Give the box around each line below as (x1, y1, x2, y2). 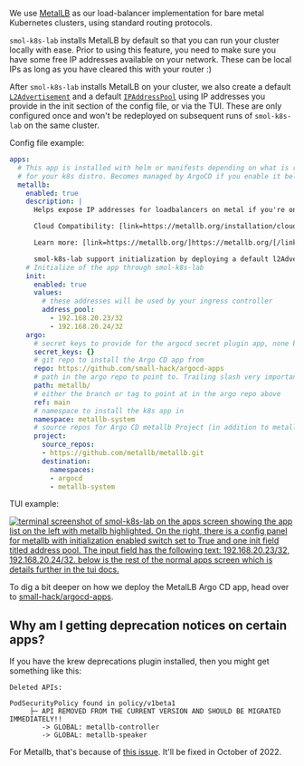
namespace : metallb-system (33, 414, 136, 424)
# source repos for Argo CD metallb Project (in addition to (33, 423, 270, 432)
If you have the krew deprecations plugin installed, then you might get (9, 656, 270, 667)
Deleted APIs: (9, 684, 63, 693)
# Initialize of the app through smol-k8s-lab (25, 263, 204, 272)
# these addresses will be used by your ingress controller (42, 296, 273, 306)
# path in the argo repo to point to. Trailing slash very (33, 373, 261, 382)
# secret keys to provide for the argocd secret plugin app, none (33, 339, 290, 348)
